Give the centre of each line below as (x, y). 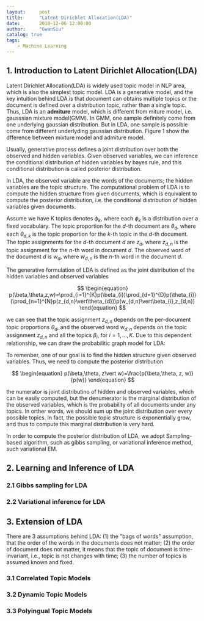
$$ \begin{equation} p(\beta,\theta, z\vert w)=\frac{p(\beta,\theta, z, (98, 374)
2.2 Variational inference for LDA (56, 502)
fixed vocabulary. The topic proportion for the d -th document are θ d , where (101, 227)
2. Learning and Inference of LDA (70, 468)
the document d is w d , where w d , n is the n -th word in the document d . (95, 257)
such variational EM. (32, 449)
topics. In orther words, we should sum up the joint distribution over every (99, 411)
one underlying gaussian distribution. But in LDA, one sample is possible (97, 124)
